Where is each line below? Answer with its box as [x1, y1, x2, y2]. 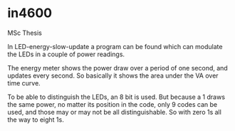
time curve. [7, 78, 41, 87]
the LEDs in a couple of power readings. [7, 50, 125, 58]
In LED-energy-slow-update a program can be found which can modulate [7, 42, 223, 51]
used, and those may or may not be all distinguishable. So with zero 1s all [7, 108, 222, 116]
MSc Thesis [7, 28, 43, 37]
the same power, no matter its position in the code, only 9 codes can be [7, 100, 218, 108]
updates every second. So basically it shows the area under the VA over [7, 71, 219, 80]
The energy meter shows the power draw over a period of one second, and [7, 63, 228, 72]
